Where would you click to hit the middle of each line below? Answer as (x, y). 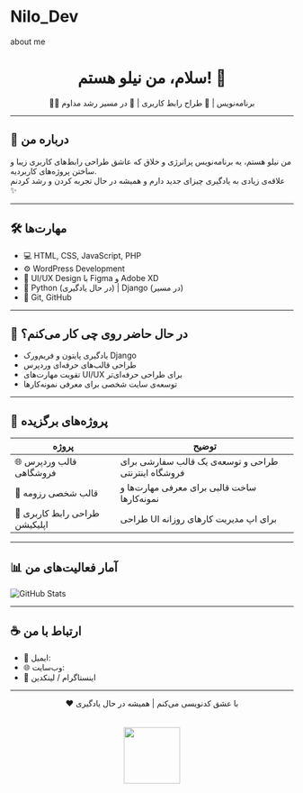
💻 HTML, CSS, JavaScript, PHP (82, 255)
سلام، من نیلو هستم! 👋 (152, 78)
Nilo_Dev (45, 17)
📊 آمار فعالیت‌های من (64, 567)
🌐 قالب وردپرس (46, 461)
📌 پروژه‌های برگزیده (59, 421)
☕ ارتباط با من (46, 631)
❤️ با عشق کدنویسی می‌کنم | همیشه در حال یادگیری (152, 703)
